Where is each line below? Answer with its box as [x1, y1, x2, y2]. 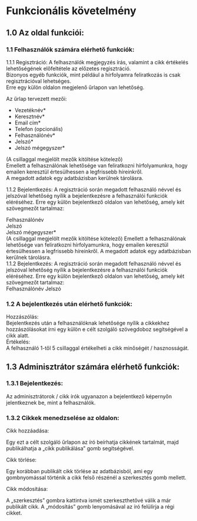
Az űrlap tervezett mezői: [6, 95, 67, 102]
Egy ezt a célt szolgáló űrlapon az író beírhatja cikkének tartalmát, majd [6, 438, 179, 446]
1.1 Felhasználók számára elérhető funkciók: [6, 45, 135, 54]
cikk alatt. [6, 332, 29, 339]
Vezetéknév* [14, 106, 46, 113]
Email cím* [14, 119, 41, 126]
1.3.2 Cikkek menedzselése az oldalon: [6, 414, 119, 422]
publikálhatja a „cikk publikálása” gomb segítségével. [6, 445, 135, 452]
